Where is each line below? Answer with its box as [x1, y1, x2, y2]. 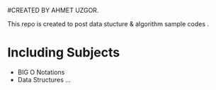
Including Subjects [7, 45, 120, 61]
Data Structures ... [17, 75, 71, 84]
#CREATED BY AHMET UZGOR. [7, 6, 99, 14]
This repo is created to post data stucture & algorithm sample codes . [7, 20, 210, 28]
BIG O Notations [17, 67, 65, 77]
